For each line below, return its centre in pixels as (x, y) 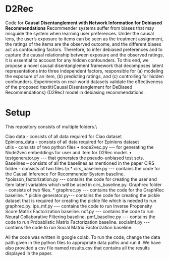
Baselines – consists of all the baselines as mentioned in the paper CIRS (80, 163)
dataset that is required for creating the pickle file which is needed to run (81, 201)
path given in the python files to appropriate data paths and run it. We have (83, 242)
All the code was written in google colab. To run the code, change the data (83, 237)
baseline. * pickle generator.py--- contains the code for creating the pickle (83, 195)
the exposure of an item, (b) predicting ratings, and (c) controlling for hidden (84, 76)
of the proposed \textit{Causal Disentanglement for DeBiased (69, 87)
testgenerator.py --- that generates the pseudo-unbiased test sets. (75, 158)
